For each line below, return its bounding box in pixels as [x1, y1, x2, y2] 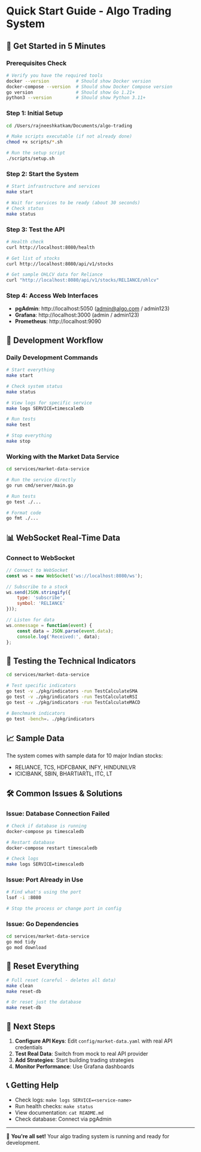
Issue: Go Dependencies [6, 920, 79, 929]
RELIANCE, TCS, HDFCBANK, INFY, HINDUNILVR [14, 764, 136, 771]
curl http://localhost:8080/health [6, 244, 95, 250]
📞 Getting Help [6, 1080, 59, 1091]
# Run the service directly [6, 477, 77, 483]
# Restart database [6, 839, 55, 845]
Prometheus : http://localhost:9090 [14, 318, 102, 325]
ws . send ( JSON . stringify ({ [6, 589, 71, 595]
